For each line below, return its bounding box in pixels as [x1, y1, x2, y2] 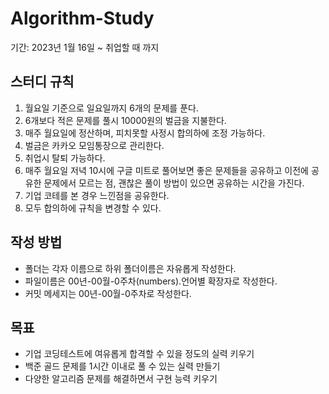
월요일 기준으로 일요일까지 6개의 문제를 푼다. [24, 102, 199, 114]
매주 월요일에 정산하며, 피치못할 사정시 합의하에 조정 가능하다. [24, 127, 266, 139]
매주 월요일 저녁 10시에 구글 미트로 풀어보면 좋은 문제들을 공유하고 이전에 [24, 164, 309, 176]
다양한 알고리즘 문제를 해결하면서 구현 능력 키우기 [24, 373, 218, 385]
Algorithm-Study [10, 7, 155, 30]
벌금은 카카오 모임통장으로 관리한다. [24, 139, 165, 151]
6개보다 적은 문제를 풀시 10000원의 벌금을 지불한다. [24, 114, 227, 126]
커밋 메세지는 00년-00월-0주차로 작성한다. [24, 287, 192, 299]
